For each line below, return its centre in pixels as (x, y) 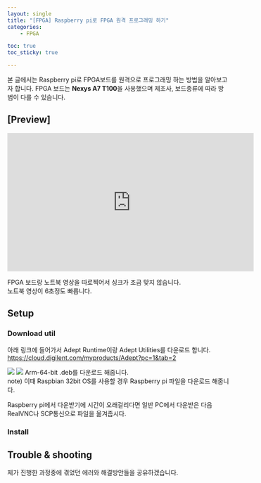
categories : (25, 27)
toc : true (22, 46)
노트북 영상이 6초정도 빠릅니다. (50, 291)
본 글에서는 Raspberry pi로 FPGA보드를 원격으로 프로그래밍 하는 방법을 (106, 79)
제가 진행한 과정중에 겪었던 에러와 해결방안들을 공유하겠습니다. (93, 472)
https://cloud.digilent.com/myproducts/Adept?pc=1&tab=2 (92, 358)
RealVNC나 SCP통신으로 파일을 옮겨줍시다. (67, 413)
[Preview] (29, 120)
